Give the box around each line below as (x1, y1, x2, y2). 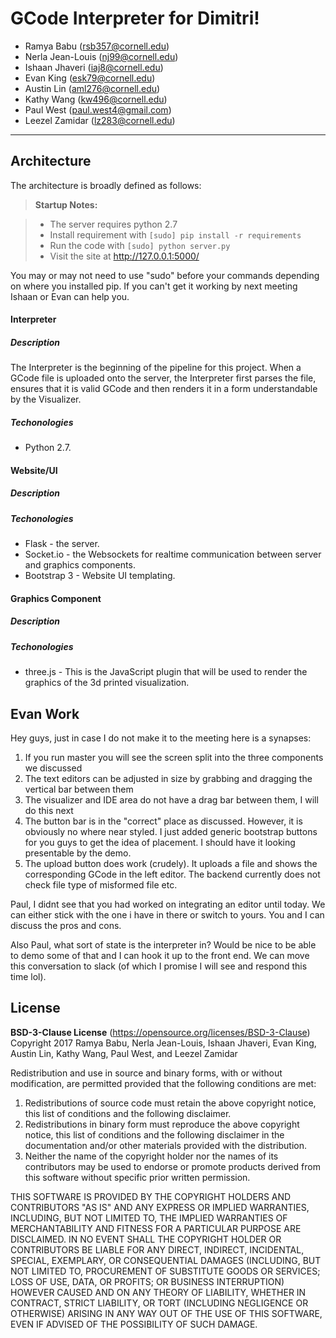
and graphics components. (24, 559, 136, 571)
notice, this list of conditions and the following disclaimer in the (24, 1128, 285, 1141)
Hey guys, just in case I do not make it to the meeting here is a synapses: (10, 732, 312, 744)
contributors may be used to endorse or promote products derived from (24, 1160, 321, 1172)
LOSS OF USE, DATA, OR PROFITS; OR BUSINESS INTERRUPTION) (10, 1275, 285, 1287)
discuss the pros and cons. (10, 919, 122, 931)
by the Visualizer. (10, 393, 82, 406)
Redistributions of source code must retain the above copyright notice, (24, 1097, 317, 1109)
